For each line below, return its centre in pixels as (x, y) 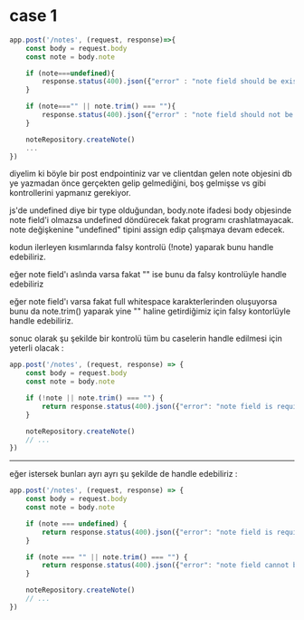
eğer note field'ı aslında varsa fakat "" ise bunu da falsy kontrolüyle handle (148, 275)
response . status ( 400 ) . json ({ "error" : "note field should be (160, 82)
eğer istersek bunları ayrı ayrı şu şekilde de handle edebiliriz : (123, 474)
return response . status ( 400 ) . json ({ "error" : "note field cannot (166, 566)
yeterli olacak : (37, 348)
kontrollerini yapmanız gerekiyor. (70, 193)
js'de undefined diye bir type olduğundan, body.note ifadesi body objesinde (151, 210)
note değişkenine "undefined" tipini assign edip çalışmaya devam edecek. (147, 230)
